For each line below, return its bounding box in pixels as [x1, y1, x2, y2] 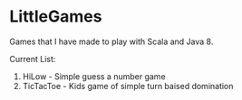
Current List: [9, 53, 56, 64]
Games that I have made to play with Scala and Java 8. [9, 36, 214, 47]
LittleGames [9, 6, 102, 27]
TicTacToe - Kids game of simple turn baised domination [22, 80, 234, 91]
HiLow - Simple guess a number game [22, 70, 166, 82]
